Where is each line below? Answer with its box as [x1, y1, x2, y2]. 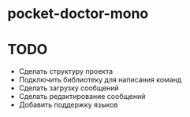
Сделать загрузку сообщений [18, 83, 119, 93]
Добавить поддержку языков [18, 100, 118, 110]
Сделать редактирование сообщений [18, 92, 146, 101]
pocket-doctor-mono [7, 5, 149, 23]
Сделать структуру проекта [18, 67, 114, 76]
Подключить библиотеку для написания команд [18, 75, 182, 85]
